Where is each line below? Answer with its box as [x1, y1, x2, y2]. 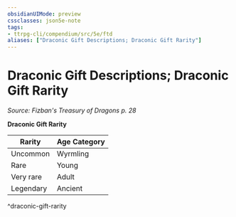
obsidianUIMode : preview [7, 10, 81, 18]
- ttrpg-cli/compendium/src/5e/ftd [7, 30, 113, 38]
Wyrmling [56, 149, 90, 159]
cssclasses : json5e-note [7, 17, 81, 24]
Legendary [11, 184, 48, 194]
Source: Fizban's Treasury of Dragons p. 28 [7, 106, 136, 115]
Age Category [56, 137, 105, 147]
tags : [7, 23, 23, 31]
